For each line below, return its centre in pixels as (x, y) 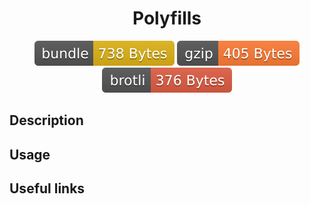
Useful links (47, 188)
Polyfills (167, 18)
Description (46, 120)
